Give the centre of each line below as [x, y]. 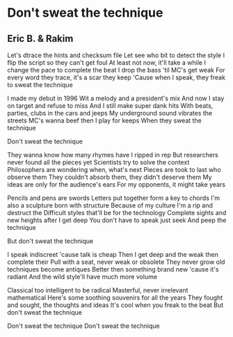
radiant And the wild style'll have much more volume [82, 277]
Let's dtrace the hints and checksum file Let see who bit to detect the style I [116, 55]
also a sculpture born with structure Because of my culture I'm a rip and [110, 205]
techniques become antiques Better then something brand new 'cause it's [113, 269]
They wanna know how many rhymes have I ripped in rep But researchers [113, 155]
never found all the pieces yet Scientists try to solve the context [98, 162]
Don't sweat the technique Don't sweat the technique [83, 326]
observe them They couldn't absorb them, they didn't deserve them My [110, 177]
